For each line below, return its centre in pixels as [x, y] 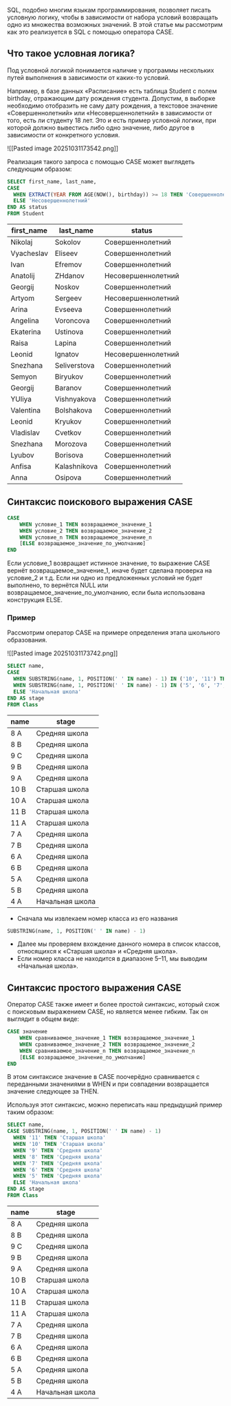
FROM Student [26, 214]
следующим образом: [40, 169]
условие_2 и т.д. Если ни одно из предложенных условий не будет [105, 578]
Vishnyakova [75, 399]
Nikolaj [22, 242]
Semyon [24, 377]
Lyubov [22, 455]
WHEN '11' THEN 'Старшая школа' [60, 1138]
